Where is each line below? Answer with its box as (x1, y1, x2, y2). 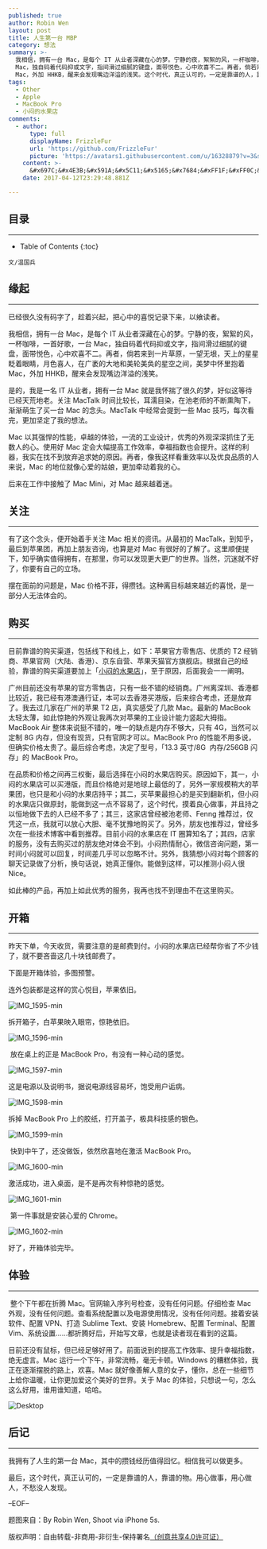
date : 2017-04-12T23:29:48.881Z (22, 174, 130, 183)
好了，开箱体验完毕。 (8, 1242, 78, 1252)
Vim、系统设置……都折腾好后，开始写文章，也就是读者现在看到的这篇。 (8, 1328, 242, 1338)
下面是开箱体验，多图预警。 (8, 968, 99, 977)
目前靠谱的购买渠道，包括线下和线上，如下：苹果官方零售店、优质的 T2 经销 (8, 647, 258, 656)
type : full (29, 129, 66, 137)
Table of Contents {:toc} (19, 241, 99, 251)
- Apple (15, 93, 41, 101)
